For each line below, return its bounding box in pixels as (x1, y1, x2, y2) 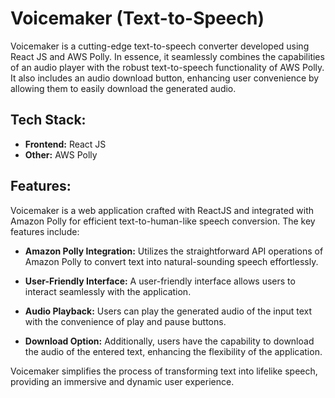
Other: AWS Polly (24, 148, 98, 161)
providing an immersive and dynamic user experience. (10, 375, 235, 387)
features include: (10, 225, 80, 237)
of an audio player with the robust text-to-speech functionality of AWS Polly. (10, 61, 325, 73)
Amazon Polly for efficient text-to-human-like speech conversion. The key (10, 215, 316, 227)
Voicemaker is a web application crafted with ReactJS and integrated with (10, 204, 315, 216)
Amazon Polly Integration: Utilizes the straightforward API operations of (24, 245, 324, 257)
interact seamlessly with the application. (24, 285, 192, 297)
